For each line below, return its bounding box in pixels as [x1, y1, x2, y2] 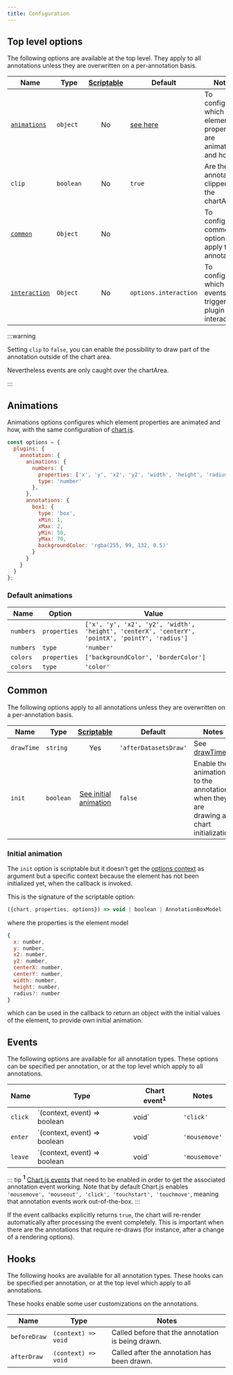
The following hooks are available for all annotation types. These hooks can [7, 1272, 223, 1280]
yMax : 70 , [37, 535, 67, 543]
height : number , [13, 983, 60, 990]
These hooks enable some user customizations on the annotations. [7, 1299, 199, 1308]
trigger [204, 297, 227, 306]
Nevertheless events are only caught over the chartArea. [7, 366, 169, 374]
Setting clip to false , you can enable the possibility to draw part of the [7, 345, 210, 354]
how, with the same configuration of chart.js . [7, 426, 135, 434]
